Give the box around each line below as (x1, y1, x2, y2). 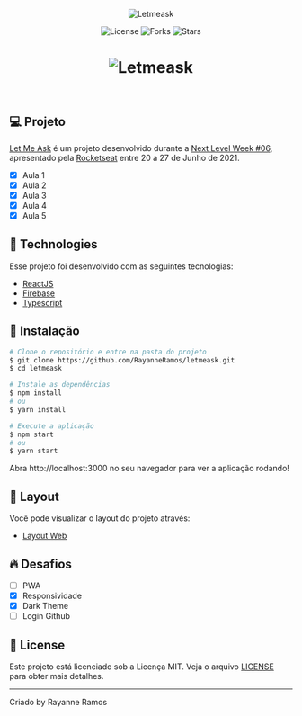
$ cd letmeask (9, 364, 63, 373)
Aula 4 (22, 200, 47, 210)
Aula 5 (22, 210, 47, 220)
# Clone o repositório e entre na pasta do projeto (9, 347, 207, 356)
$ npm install (9, 389, 63, 398)
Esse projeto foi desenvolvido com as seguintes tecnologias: (9, 261, 234, 272)
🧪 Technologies (9, 237, 98, 252)
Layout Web (22, 531, 67, 541)
